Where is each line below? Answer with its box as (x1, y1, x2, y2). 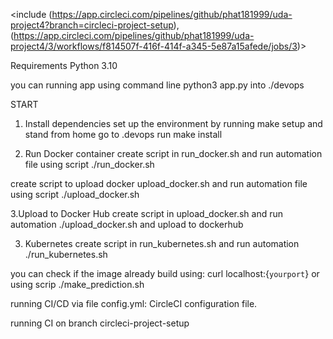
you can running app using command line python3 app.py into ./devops (10, 79, 305, 91)
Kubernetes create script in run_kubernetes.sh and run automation (24, 238, 300, 249)
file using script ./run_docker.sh (24, 159, 155, 170)
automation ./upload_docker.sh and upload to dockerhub (10, 219, 244, 230)
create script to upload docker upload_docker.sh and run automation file (10, 178, 308, 189)
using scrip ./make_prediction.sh (10, 279, 145, 290)
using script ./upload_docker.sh (10, 189, 140, 200)
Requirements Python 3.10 (10, 60, 118, 71)
